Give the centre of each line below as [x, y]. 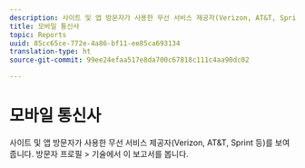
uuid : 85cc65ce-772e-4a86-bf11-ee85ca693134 [95, 43]
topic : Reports [38, 35]
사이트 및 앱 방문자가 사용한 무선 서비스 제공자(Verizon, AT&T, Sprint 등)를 [142, 143]
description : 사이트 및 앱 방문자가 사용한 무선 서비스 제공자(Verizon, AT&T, [143, 18]
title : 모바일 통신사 [44, 26]
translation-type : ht [50, 52]
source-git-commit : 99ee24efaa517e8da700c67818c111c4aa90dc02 [129, 60]
